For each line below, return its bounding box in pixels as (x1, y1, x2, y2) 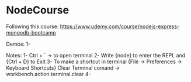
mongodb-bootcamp (6, 29, 57, 36)
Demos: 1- (6, 40, 31, 47)
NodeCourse (6, 4, 69, 17)
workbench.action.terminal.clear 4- (6, 70, 92, 77)
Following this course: (6, 23, 59, 30)
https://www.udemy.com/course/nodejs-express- (60, 23, 180, 30)
